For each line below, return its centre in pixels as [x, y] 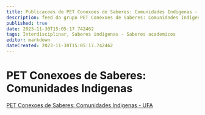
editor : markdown [28, 40]
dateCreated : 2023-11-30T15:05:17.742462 [60, 46]
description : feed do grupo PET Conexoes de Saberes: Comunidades [92, 18]
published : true [27, 23]
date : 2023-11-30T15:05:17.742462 [50, 29]
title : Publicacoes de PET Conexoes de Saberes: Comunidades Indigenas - [102, 12]
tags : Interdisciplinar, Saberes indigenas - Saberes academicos [91, 34]
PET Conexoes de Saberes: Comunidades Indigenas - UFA [80, 105]
